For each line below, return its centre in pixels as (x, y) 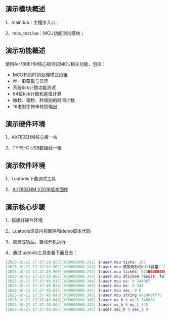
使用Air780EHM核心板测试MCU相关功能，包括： (56, 64)
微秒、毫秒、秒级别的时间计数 (44, 100)
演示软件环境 (25, 165)
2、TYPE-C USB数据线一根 (33, 148)
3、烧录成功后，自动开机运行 (35, 242)
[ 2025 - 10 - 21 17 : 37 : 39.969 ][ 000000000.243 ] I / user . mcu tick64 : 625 (77, 272)
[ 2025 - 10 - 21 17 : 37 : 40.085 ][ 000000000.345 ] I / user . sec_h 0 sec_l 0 (77, 309)
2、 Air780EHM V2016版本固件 (37, 189)
